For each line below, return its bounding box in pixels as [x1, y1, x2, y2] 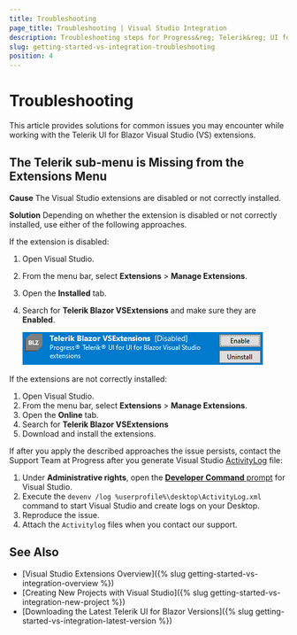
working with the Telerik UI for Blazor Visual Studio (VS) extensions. [9, 129, 256, 141]
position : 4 [9, 51, 53, 61]
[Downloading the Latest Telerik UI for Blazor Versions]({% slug [21, 606, 254, 616]
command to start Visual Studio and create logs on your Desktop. [21, 500, 261, 511]
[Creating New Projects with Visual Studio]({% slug [21, 587, 209, 598]
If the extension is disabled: [9, 236, 110, 247]
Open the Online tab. [21, 409, 99, 420]
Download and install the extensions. [21, 428, 156, 438]
